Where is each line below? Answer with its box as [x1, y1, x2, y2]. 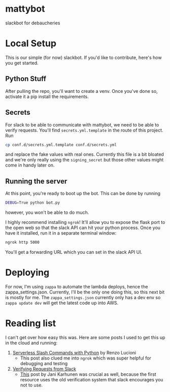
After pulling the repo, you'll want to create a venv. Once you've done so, [5, 88, 158, 94]
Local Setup [5, 38, 57, 49]
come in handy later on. [5, 162, 55, 168]
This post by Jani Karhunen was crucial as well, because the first [20, 371, 156, 377]
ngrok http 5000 [5, 240, 40, 245]
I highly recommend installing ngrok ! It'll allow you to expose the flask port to [5, 219, 165, 225]
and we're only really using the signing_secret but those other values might [5, 157, 164, 163]
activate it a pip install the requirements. [5, 93, 89, 100]
